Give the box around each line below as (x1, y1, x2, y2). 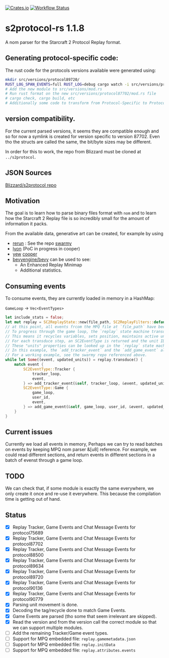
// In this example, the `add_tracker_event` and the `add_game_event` (5, 348, 158, 353)
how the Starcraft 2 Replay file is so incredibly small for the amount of (5, 215, 150, 222)
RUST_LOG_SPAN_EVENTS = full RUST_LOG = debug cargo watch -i (5, 81, 129, 87)
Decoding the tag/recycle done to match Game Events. (12, 607, 127, 613)
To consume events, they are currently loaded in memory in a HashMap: (5, 295, 155, 301)
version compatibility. (5, 114, 75, 123)
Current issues (5, 427, 53, 436)
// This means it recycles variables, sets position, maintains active (5, 334, 158, 339)
